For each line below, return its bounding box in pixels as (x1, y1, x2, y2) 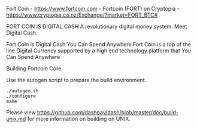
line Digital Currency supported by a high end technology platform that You (6, 47, 192, 54)
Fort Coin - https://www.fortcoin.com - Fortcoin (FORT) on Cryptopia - (6, 5, 180, 12)
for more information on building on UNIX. (27, 115, 131, 122)
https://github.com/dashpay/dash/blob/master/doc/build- (37, 109, 178, 115)
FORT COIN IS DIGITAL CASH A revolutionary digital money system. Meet (6, 23, 187, 30)
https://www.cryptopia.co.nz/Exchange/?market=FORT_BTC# (6, 11, 158, 18)
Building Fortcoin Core (6, 65, 62, 72)
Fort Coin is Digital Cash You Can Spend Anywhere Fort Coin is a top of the (6, 41, 192, 48)
